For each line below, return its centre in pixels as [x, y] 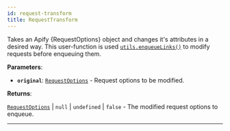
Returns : [20, 93]
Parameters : [25, 67]
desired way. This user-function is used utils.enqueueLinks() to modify [108, 46]
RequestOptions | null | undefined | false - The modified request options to [113, 106]
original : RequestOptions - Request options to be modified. [101, 80]
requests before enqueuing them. [54, 54]
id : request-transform [39, 13]
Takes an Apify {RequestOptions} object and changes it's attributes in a [108, 39]
